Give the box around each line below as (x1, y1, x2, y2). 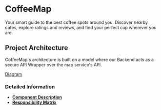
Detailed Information (5, 83, 55, 90)
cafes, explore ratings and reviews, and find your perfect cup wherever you (5, 24, 157, 30)
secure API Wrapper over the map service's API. (5, 62, 102, 67)
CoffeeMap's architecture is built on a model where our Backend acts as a (5, 57, 154, 63)
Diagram (5, 71, 22, 77)
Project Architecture (5, 44, 68, 52)
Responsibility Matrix (12, 99, 57, 105)
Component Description (12, 94, 62, 100)
